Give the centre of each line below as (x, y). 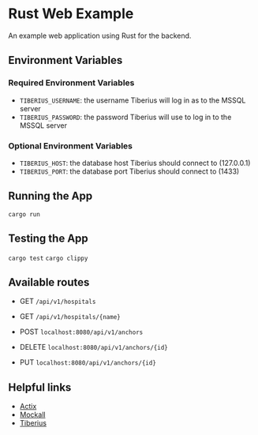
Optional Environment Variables (70, 145)
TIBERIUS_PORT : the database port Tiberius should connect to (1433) (129, 171)
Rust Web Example (71, 14)
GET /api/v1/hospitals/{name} (70, 317)
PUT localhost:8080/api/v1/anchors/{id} (88, 362)
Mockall (32, 414)
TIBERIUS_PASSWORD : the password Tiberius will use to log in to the (125, 117)
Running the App (50, 196)
